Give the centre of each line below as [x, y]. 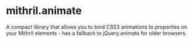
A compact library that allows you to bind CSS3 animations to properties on [97, 27]
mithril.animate [44, 11]
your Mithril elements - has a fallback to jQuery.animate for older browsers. [96, 33]
